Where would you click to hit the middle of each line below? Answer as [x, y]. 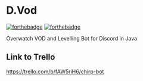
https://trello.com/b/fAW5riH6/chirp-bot [55, 71]
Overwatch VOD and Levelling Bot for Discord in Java [72, 38]
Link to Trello [31, 57]
